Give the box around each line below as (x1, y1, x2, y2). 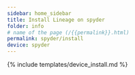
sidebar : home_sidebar (7, 10, 72, 17)
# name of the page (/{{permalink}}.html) (7, 29, 130, 36)
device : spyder (7, 42, 50, 48)
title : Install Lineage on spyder (7, 16, 106, 23)
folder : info (7, 22, 44, 29)
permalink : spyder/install (7, 35, 84, 42)
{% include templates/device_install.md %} (7, 61, 128, 68)
